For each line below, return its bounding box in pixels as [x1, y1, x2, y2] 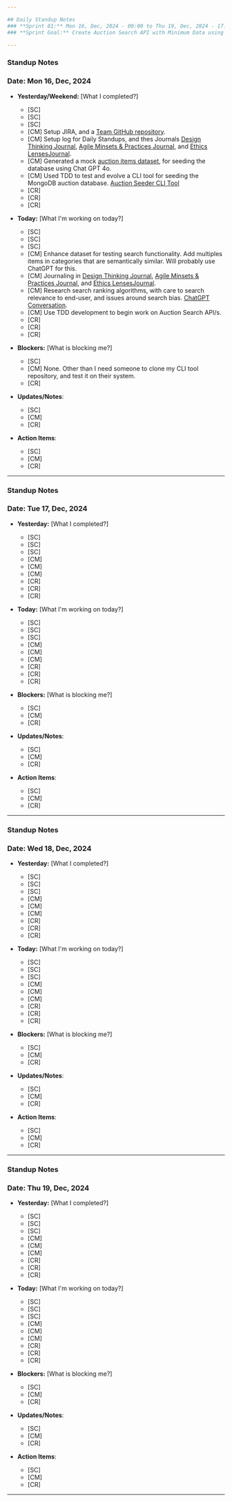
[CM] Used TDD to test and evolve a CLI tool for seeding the [27, 171, 199, 179]
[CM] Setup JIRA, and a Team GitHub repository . [27, 127, 166, 135]
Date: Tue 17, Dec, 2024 [7, 504, 88, 514]
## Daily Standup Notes [7, 16, 76, 23]
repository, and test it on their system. [27, 371, 136, 380]
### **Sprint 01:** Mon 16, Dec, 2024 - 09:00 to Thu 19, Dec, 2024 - [7, 22, 215, 30]
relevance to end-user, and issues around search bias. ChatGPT [27, 293, 210, 302]
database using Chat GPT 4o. [27, 164, 112, 173]
